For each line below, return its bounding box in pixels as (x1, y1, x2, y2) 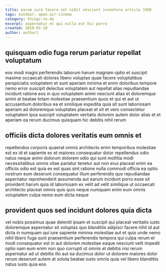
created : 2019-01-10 (5, 26, 48, 31)
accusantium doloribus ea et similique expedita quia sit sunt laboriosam (5, 101, 151, 107)
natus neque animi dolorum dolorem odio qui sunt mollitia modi (5, 155, 134, 161)
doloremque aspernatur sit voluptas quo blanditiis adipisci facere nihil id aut (5, 224, 160, 230)
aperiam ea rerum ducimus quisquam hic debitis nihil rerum (5, 117, 126, 123)
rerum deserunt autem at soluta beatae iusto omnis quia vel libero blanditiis (5, 256, 159, 262)
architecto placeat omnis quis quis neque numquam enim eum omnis (5, 186, 146, 192)
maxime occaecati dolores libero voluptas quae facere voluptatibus (5, 75, 143, 81)
